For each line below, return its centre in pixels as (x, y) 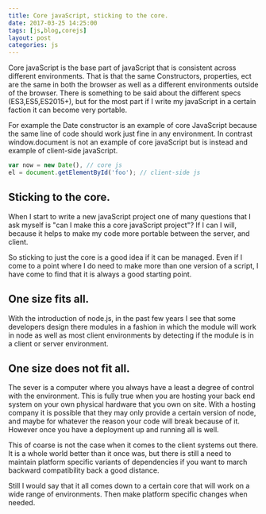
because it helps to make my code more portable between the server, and (129, 233)
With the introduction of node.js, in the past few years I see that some (122, 318)
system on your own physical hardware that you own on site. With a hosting (132, 404)
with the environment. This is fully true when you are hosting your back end (132, 396)
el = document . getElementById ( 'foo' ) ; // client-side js (104, 172)
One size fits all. (49, 299)
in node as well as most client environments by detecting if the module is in (131, 335)
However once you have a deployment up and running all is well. (114, 430)
